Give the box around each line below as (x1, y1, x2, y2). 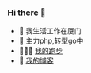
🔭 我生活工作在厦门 (18, 26, 82, 36)
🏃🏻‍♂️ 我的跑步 (18, 46, 63, 56)
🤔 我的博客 (18, 56, 54, 66)
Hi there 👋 (7, 7, 47, 18)
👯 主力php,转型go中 (18, 36, 84, 46)
